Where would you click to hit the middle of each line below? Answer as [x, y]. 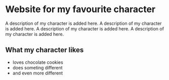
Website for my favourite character [80, 9]
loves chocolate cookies [38, 62]
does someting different [37, 67]
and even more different [38, 73]
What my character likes [45, 50]
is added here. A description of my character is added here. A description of [85, 28]
